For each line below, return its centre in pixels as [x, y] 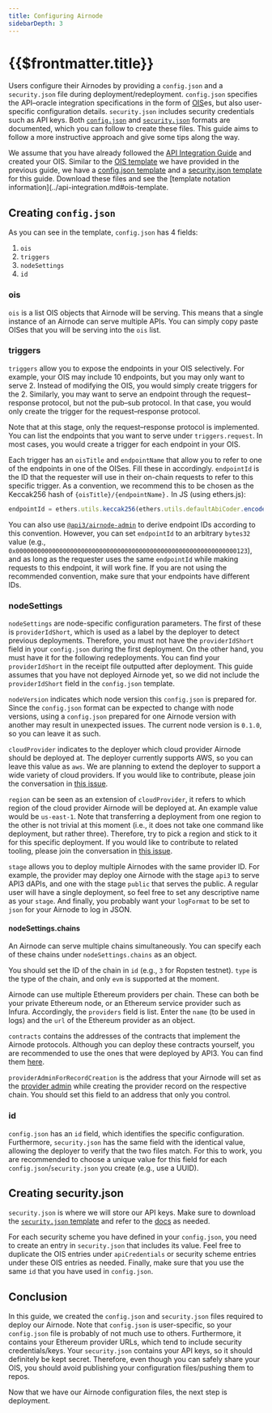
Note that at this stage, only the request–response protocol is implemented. [134, 426]
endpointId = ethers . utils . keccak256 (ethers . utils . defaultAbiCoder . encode [137, 509]
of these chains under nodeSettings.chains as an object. [103, 955]
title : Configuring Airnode [56, 16]
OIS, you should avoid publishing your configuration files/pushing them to [131, 1368]
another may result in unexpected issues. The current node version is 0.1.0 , [135, 725]
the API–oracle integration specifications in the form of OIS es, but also [125, 103]
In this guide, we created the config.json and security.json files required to [136, 1317]
